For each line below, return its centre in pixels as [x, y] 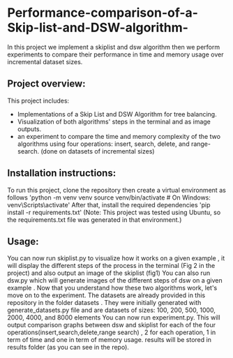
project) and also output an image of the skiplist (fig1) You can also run [109, 273]
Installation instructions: [62, 173]
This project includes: [38, 100]
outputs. [29, 129]
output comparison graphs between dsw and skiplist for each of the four [112, 325]
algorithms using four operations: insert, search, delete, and [103, 144]
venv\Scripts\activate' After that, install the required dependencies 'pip [109, 204]
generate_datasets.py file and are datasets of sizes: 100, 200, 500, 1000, [112, 310]
